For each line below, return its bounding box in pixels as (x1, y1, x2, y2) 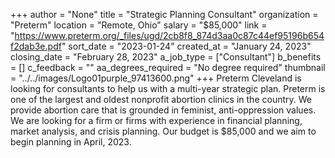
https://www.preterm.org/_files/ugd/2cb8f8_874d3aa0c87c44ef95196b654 (14, 30, 325, 41)
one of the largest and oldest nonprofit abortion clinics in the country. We (10, 94, 312, 105)
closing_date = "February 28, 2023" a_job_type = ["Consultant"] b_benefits (10, 51, 322, 63)
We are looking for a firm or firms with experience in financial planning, (10, 115, 303, 126)
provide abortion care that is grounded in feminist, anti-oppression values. (10, 104, 317, 116)
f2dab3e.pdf (10, 40, 62, 52)
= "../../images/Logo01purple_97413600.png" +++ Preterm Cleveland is (10, 72, 302, 84)
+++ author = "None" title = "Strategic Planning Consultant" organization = (10, 9, 319, 20)
